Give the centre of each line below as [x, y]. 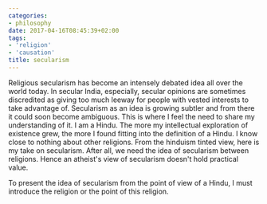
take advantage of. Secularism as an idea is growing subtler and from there [132, 108]
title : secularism [39, 61]
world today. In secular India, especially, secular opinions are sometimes [127, 91]
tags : [17, 38]
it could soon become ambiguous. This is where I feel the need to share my [132, 116]
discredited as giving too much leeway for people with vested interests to [129, 100]
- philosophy [30, 23]
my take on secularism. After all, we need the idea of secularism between [129, 150]
